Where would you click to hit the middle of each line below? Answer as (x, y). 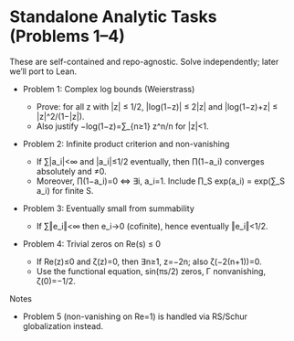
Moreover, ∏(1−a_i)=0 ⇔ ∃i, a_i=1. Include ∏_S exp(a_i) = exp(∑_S (161, 181)
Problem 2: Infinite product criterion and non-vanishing (126, 144)
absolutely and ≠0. (71, 171)
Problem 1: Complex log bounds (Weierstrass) (109, 89)
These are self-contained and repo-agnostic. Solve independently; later (144, 61)
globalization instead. (63, 325)
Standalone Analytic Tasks (113, 17)
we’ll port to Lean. (43, 71)
